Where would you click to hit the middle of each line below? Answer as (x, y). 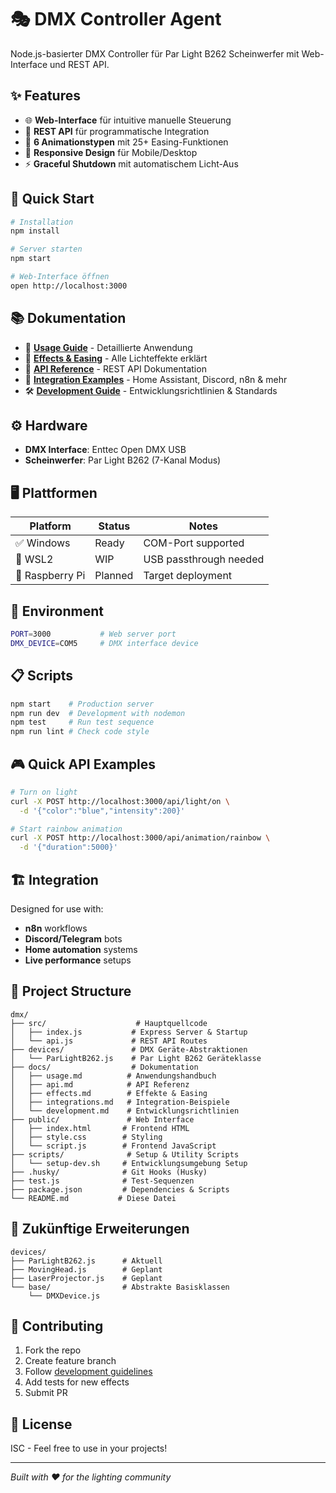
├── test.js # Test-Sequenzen (102, 1181)
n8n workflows (56, 928)
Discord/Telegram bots (73, 939)
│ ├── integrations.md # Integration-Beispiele (120, 1102)
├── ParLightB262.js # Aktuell (86, 1261)
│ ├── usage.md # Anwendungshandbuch (113, 1076)
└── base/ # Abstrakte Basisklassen (120, 1287)
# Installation (42, 222)
